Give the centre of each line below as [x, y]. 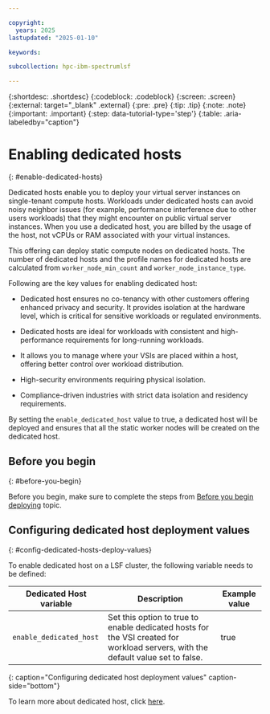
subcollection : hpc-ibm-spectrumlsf [70, 67]
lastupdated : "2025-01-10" [53, 38]
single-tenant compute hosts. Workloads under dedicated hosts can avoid [131, 201]
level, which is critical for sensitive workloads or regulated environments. [141, 316]
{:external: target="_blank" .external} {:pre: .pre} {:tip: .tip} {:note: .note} [127, 105]
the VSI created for [143, 637]
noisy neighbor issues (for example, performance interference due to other [133, 210]
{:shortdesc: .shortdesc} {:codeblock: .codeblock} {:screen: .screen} [122, 96]
